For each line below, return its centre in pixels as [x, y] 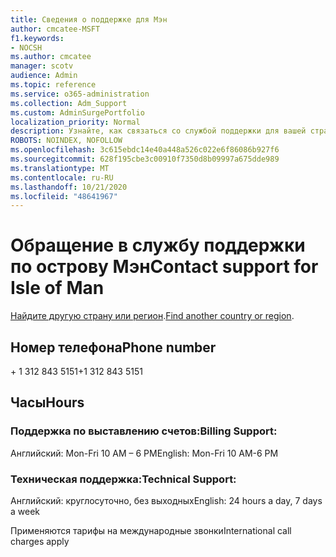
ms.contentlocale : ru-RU [62, 177]
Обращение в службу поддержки [158, 245]
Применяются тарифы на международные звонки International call [151, 530]
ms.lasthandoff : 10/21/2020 [69, 187]
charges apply [40, 541]
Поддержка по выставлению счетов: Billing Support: [144, 431]
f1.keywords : [37, 38]
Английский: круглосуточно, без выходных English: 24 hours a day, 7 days [166, 500]
